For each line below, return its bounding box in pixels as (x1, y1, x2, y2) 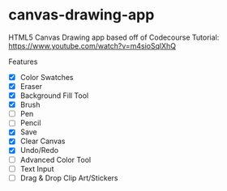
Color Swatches (19, 72, 74, 82)
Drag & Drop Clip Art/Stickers (19, 172, 118, 183)
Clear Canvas (19, 136, 66, 146)
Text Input (19, 163, 54, 173)
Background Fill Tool (19, 91, 89, 100)
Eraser (19, 82, 43, 91)
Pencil (19, 118, 41, 128)
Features (8, 57, 38, 66)
